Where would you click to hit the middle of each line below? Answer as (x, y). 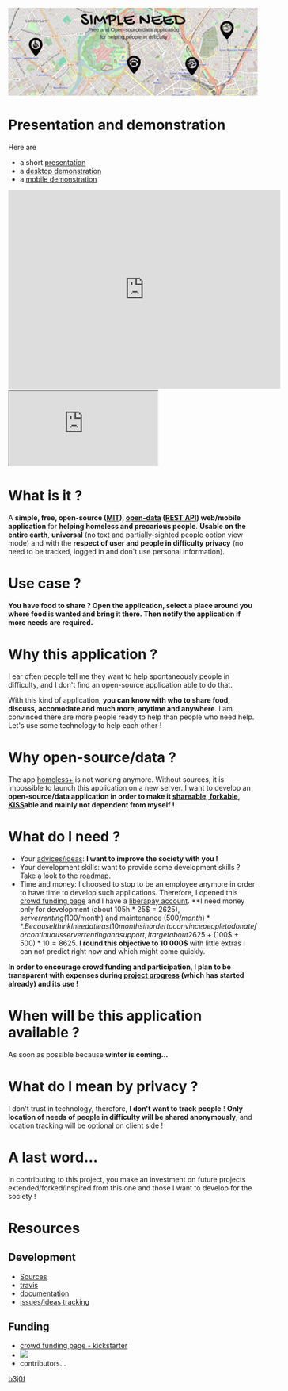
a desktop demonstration (61, 171)
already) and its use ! (44, 983)
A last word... (53, 1157)
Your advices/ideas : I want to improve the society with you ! (119, 858)
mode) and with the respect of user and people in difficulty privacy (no (126, 543)
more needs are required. (51, 622)
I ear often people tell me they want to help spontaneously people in (119, 676)
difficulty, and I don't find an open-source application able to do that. (121, 684)
